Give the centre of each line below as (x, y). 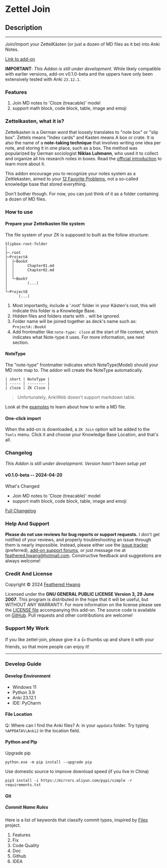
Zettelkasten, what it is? (35, 121)
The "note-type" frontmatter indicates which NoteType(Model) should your (82, 365)
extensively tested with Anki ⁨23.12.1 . (43, 79)
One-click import (23, 418)
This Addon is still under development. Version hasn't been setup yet (76, 463)
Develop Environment (28, 676)
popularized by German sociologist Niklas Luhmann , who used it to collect (82, 153)
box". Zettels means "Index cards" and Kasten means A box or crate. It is (80, 137)
